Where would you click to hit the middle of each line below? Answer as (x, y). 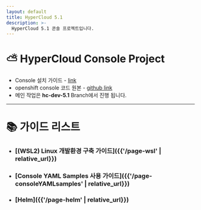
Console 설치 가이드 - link (45, 81)
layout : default (26, 12)
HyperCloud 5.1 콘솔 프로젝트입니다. (53, 28)
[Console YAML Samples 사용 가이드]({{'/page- (83, 176)
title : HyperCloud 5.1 (34, 17)
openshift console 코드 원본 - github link (63, 88)
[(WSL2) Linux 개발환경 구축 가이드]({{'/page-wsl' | (88, 151)
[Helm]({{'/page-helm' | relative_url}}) (72, 200)
